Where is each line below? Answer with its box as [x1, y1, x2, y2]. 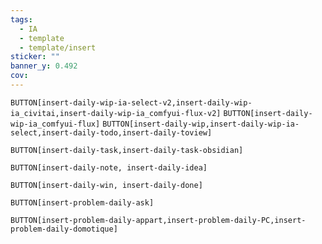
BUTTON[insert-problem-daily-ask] [10, 197, 155, 208]
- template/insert [19, 42, 97, 53]
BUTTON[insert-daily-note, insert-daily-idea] [10, 162, 208, 173]
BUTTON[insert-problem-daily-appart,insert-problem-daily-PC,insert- [10, 215, 307, 225]
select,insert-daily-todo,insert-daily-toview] [10, 127, 213, 138]
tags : [10, 14, 33, 25]
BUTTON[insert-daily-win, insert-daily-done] [10, 180, 203, 190]
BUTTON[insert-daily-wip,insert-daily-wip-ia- [102, 119, 300, 129]
